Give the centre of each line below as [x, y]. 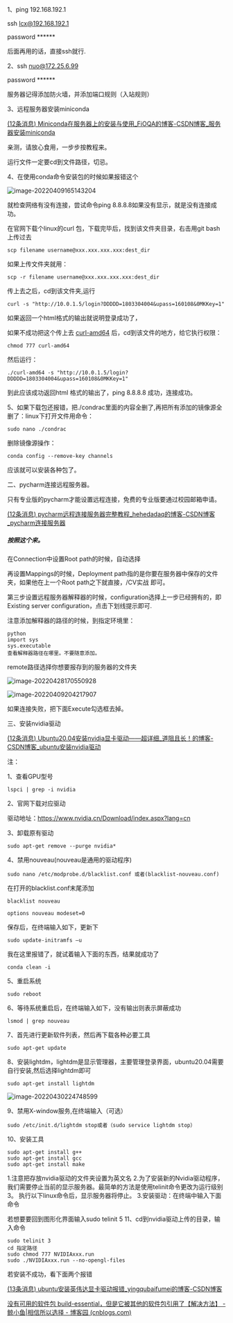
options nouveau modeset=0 [46, 913]
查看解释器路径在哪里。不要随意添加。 [54, 653]
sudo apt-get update [37, 1048]
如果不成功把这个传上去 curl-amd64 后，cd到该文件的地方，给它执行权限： [114, 332]
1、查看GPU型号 [30, 776]
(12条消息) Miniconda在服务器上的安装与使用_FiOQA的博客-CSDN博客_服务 [114, 124]
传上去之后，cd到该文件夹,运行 [51, 291]
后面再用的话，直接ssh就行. [47, 51]
